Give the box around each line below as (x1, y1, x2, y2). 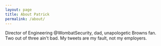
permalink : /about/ (5, 16, 45, 21)
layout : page (5, 7, 32, 12)
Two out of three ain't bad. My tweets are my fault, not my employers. (5, 35, 147, 41)
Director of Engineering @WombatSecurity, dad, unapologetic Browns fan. (5, 30, 157, 36)
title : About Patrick (5, 12, 50, 17)
